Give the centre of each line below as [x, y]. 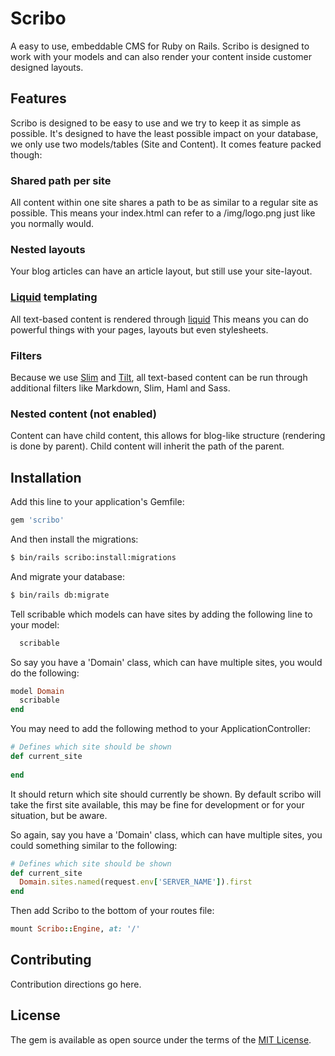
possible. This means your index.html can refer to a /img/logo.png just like [163, 213]
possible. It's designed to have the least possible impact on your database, [164, 133]
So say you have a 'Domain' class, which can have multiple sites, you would [166, 662]
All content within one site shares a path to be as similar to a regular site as [164, 203]
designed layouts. [47, 67]
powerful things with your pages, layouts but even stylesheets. [139, 329]
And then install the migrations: [74, 539]
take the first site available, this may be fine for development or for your [157, 804]
